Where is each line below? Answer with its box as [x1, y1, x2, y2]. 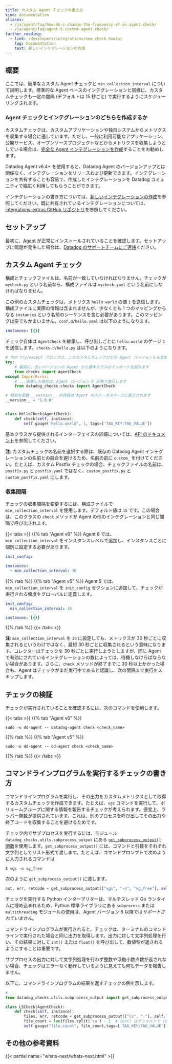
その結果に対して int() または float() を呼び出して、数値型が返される [14, 939, 163, 945]
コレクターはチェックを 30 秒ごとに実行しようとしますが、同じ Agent [13, 648, 161, 654]
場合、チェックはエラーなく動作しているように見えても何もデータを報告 [9, 962, 162, 969]
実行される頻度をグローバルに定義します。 [5, 591, 95, 597]
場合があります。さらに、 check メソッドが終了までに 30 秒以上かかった [9, 661, 160, 667]
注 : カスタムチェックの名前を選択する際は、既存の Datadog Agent [5, 448, 144, 454]
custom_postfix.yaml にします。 [5, 474, 73, 480]
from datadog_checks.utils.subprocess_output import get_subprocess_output [5, 995, 170, 1000]
